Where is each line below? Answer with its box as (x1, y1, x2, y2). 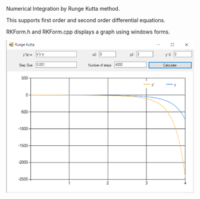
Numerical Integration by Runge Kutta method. (6, 5, 120, 12)
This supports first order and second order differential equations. (6, 17, 165, 23)
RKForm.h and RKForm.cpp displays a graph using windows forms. (6, 28, 170, 35)
